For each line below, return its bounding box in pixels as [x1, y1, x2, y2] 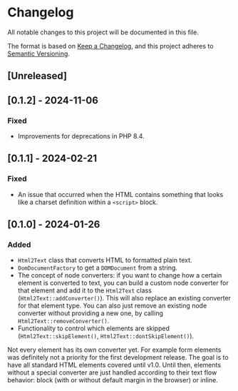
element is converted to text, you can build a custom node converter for [17, 279, 229, 288]
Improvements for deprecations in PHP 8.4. [17, 132, 145, 141]
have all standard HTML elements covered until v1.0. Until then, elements [7, 361, 222, 370]
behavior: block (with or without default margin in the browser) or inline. [7, 376, 219, 385]
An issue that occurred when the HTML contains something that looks [17, 190, 224, 198]
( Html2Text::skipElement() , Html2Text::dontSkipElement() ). [17, 332, 195, 340]
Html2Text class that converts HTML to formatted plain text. [17, 256, 192, 265]
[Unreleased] [7, 70, 68, 82]
